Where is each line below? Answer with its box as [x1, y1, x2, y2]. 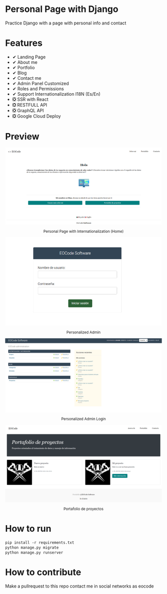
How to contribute [5, 567, 82, 578]
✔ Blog [12, 70, 27, 76]
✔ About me [12, 59, 38, 65]
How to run [5, 523, 52, 534]
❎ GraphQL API [12, 107, 44, 113]
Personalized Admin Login [61, 417, 106, 422]
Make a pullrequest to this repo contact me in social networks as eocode [5, 583, 154, 589]
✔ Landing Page [12, 54, 46, 60]
